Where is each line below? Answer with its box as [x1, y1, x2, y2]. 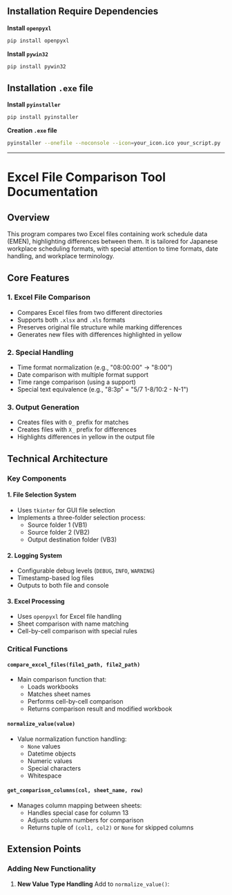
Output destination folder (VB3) [27, 535, 117, 543]
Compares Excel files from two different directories [17, 308, 163, 316]
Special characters [27, 764, 81, 772]
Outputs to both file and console [17, 581, 109, 590]
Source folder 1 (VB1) [27, 521, 88, 529]
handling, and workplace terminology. [7, 252, 115, 260]
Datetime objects [27, 749, 76, 758]
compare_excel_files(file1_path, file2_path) [7, 661, 140, 668]
